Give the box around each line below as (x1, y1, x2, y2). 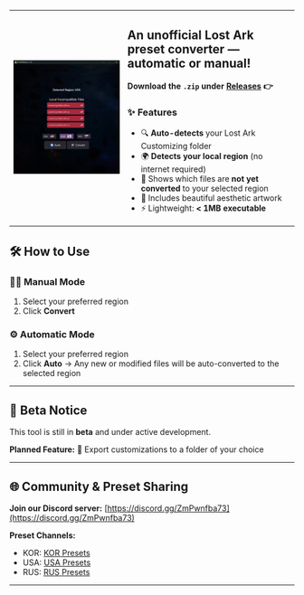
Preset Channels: (9, 530, 76, 541)
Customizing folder (140, 140, 213, 151)
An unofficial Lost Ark (127, 28, 254, 43)
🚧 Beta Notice (9, 402, 88, 418)
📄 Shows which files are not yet (140, 173, 260, 184)
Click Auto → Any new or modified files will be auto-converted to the (22, 358, 280, 369)
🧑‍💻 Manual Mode (9, 275, 86, 288)
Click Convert (22, 306, 75, 316)
